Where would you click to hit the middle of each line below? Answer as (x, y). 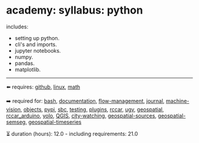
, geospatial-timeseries (53, 122)
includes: (17, 27)
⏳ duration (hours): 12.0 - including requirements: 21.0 (72, 134)
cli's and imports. (36, 44)
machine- (177, 100)
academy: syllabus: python (75, 10)
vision (13, 109)
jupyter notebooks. (38, 50)
